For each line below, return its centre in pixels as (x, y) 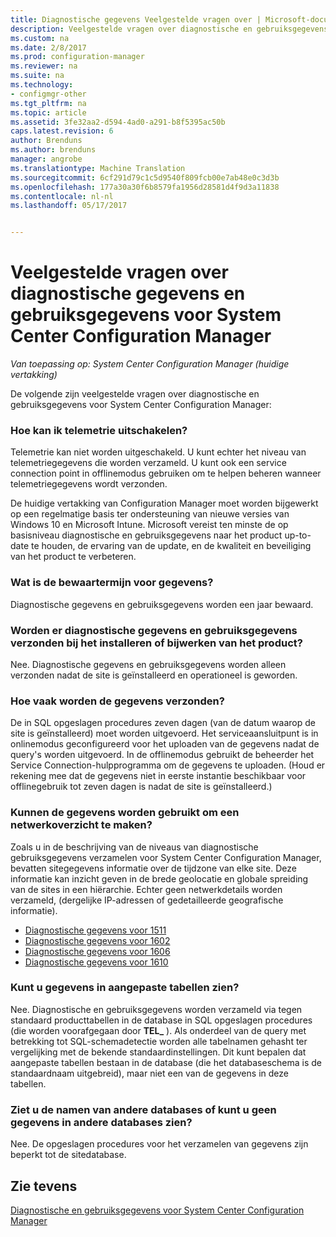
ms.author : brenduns (53, 150)
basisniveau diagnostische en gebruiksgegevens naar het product (146, 535)
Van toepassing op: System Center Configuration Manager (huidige (150, 364)
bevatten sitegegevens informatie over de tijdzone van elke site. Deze (153, 868)
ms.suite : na (37, 76)
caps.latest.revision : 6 (62, 131)
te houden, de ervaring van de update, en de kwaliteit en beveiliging (171, 546)
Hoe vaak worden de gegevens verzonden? (117, 701)
